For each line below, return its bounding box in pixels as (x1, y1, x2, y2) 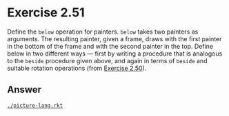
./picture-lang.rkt (7, 102, 63, 109)
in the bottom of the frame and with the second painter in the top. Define (7, 42, 214, 50)
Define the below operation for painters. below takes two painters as (7, 27, 199, 36)
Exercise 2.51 (7, 5, 85, 21)
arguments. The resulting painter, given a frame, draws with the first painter (7, 34, 222, 43)
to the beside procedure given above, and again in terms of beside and (7, 56, 208, 65)
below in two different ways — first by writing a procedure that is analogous (7, 49, 223, 58)
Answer (7, 84, 42, 95)
